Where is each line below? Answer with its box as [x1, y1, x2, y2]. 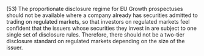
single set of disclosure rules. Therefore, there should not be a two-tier [6, 31, 185, 38]
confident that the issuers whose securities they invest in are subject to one [6, 24, 197, 32]
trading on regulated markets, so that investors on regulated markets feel [6, 18, 190, 25]
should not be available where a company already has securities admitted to [6, 12, 199, 19]
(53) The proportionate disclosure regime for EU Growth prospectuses [6, 5, 183, 12]
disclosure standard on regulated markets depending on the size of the [6, 38, 185, 44]
